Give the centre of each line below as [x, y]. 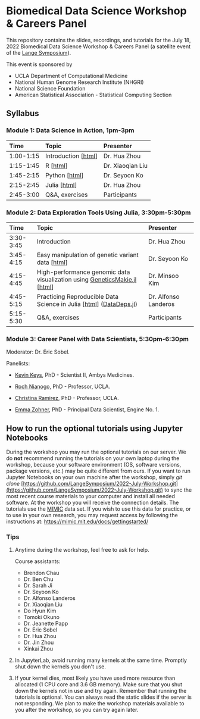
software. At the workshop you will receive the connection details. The [93, 503]
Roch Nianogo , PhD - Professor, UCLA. [62, 387]
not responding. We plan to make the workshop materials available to [99, 704]
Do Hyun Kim [40, 611]
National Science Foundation [50, 88]
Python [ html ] [65, 175]
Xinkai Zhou [38, 649]
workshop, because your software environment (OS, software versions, [94, 465]
